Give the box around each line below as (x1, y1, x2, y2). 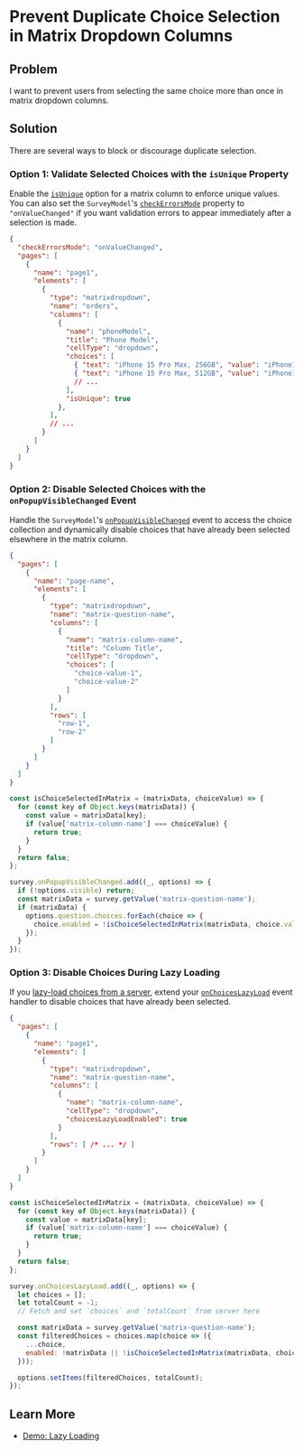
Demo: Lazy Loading (22, 1430, 100, 1442)
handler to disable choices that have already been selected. (9, 996, 232, 1007)
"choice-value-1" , (73, 669, 143, 678)
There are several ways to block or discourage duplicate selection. (9, 145, 257, 155)
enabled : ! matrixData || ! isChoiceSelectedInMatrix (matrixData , (25, 1348, 272, 1357)
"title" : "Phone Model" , (66, 335, 160, 344)
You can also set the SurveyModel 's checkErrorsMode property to (9, 198, 245, 209)
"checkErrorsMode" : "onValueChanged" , (17, 242, 164, 252)
